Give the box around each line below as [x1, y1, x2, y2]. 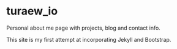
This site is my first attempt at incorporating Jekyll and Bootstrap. [6, 36, 171, 43]
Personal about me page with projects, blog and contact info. [6, 24, 160, 31]
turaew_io [6, 4, 58, 18]
